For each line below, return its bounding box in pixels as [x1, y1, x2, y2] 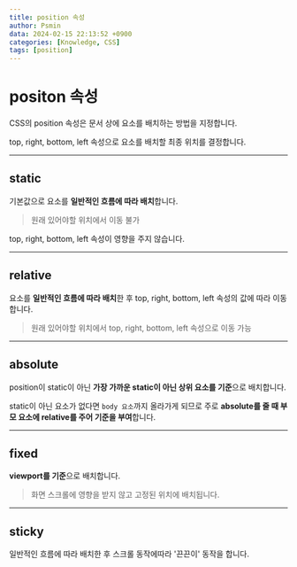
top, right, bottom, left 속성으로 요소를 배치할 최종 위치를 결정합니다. [9, 136, 247, 147]
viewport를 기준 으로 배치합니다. [9, 470, 121, 481]
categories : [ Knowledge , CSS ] [9, 37, 121, 47]
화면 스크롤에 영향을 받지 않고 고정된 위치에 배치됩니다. [30, 489, 220, 501]
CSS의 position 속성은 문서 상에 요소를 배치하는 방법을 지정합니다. [9, 118, 238, 128]
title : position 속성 [9, 12, 86, 22]
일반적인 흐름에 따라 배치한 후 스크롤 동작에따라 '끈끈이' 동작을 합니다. [9, 548, 250, 559]
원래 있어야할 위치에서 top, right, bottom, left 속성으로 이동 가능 [30, 322, 252, 333]
